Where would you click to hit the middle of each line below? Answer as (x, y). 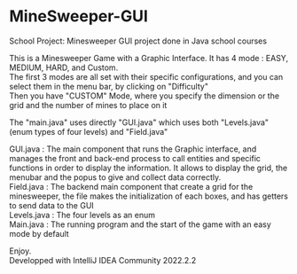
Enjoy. (20, 251)
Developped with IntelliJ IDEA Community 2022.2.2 (103, 260)
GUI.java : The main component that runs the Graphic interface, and (133, 149)
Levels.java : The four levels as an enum (82, 215)
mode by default (39, 233)
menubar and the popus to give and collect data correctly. (115, 177)
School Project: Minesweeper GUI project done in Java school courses (138, 41)
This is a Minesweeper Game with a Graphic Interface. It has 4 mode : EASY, (149, 58)
